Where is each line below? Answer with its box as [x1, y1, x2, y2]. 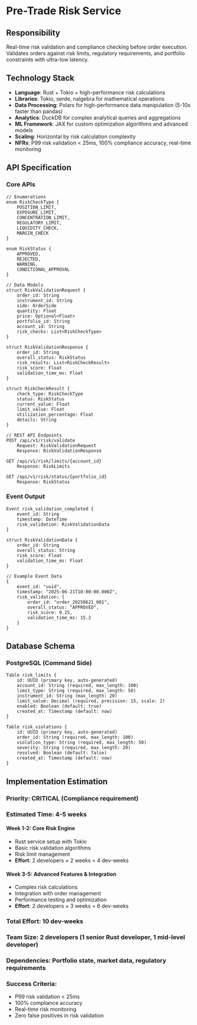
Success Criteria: [6, 979, 57, 988]
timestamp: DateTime [17, 516, 67, 522]
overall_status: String [17, 547, 76, 553]
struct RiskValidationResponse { [6, 344, 89, 350]
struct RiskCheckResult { [6, 385, 70, 391]
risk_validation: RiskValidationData [17, 521, 110, 528]
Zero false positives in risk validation [14, 1012, 104, 1019]
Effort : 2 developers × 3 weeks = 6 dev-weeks [14, 902, 129, 910]
